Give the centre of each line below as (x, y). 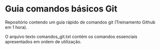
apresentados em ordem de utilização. (43, 41)
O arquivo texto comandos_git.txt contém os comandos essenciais (71, 37)
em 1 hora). (16, 27)
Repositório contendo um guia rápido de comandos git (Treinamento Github (80, 22)
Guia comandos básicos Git (61, 9)
